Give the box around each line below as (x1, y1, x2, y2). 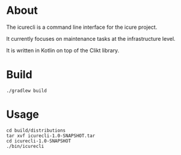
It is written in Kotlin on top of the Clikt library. (6, 46, 120, 54)
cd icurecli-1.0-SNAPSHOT (6, 138, 71, 144)
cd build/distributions (6, 127, 66, 133)
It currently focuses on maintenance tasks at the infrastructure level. (6, 35, 176, 42)
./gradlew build (6, 88, 47, 94)
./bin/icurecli (6, 143, 44, 149)
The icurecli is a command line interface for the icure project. (6, 23, 158, 31)
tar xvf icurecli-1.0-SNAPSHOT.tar (6, 133, 96, 139)
